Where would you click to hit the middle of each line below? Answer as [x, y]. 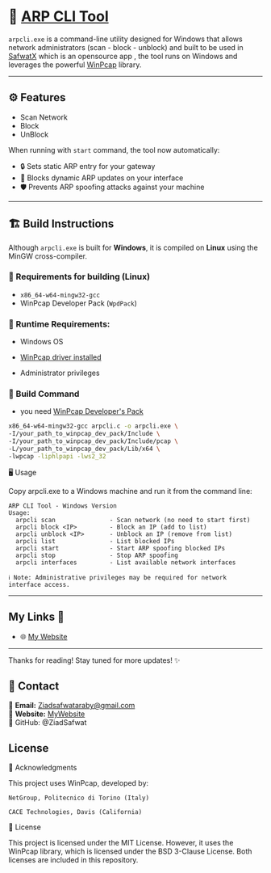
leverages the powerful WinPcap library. [75, 65]
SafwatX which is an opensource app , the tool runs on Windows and [123, 56]
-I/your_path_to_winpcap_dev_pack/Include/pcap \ [94, 441]
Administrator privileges [60, 373]
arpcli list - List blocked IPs [95, 541]
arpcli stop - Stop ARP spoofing [97, 555]
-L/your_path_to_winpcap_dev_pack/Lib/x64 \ [84, 449]
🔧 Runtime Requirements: [59, 324]
